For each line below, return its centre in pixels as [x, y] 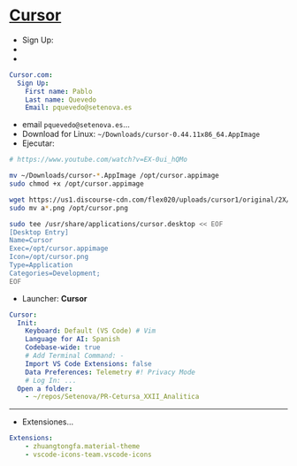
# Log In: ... [51, 380]
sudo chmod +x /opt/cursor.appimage [76, 184]
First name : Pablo [59, 91]
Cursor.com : [31, 75]
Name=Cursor [31, 241]
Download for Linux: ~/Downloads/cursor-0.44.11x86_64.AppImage [141, 134]
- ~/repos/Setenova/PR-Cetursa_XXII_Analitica [112, 397]
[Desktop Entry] [39, 232]
